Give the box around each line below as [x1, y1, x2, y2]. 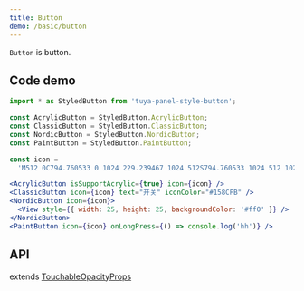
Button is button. [9, 46, 71, 57]
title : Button [9, 13, 63, 23]
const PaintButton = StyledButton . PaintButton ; [9, 138, 193, 148]
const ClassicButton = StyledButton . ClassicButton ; [9, 121, 208, 131]
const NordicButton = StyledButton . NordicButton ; [9, 130, 201, 139]
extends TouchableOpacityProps [9, 271, 132, 282]
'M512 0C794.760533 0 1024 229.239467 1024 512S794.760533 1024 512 [17, 163, 281, 172]
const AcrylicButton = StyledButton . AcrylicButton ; [9, 113, 208, 122]
